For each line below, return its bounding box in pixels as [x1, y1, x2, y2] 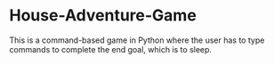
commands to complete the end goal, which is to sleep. [9, 44, 212, 54]
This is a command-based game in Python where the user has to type [9, 35, 265, 45]
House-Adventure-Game [9, 5, 197, 26]
